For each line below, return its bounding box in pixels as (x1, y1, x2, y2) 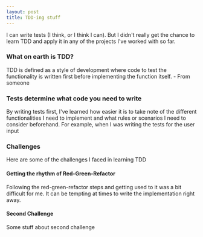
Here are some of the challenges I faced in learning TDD (6, 156, 147, 163)
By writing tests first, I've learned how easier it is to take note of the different (6, 108, 197, 115)
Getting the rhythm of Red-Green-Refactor (6, 170, 116, 177)
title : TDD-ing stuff (6, 15, 61, 21)
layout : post (6, 8, 39, 15)
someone (6, 79, 30, 86)
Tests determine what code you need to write (6, 94, 142, 103)
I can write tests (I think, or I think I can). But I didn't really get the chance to (6, 31, 195, 38)
